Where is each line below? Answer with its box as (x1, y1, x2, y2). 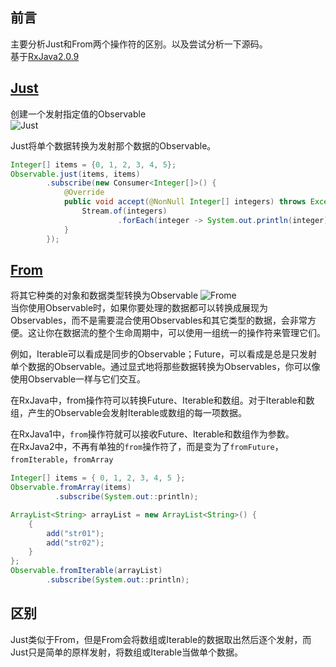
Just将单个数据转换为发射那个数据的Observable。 (10, 139, 217, 152)
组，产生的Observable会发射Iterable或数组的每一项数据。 (10, 407, 247, 419)
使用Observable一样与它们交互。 (10, 373, 147, 385)
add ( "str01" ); (46, 528, 105, 538)
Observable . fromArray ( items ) (10, 483, 132, 493)
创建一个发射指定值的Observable (10, 108, 147, 120)
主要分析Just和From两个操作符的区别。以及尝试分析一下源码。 (10, 38, 268, 50)
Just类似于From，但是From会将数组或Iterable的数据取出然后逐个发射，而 (10, 633, 312, 645)
